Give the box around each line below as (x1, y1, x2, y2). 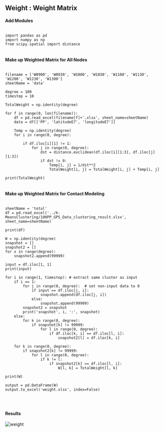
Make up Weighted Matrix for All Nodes (5, 57, 88, 63)
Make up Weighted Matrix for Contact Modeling (5, 191, 105, 197)
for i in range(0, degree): (14, 133, 71, 137)
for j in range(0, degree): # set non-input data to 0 (23, 284, 140, 289)
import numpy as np (5, 37, 45, 42)
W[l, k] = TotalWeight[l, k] (58, 366, 118, 370)
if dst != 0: (40, 158, 67, 163)
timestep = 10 (5, 94, 34, 99)
